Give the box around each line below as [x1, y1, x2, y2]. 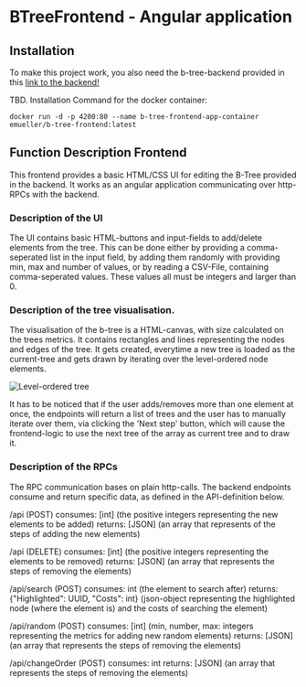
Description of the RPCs [9, 460, 119, 473]
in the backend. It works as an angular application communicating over [9, 178, 276, 189]
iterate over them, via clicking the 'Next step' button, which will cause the [9, 418, 286, 429]
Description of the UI [9, 211, 103, 224]
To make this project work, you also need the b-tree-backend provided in [9, 67, 285, 78]
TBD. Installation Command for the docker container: [9, 94, 207, 105]
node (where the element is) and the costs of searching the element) [9, 602, 268, 614]
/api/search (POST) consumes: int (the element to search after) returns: [9, 583, 279, 594]
